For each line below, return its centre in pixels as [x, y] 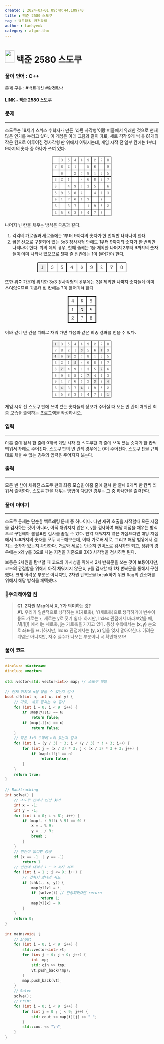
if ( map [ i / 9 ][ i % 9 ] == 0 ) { [54, 821]
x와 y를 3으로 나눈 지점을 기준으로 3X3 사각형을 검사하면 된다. [77, 552]
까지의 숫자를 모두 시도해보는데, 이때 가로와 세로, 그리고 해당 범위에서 [87, 539]
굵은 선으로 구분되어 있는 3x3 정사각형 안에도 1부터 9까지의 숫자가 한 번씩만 [84, 242]
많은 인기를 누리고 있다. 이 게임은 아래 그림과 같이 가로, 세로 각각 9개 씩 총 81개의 [82, 136]
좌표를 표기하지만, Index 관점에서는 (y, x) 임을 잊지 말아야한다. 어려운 [88, 630]
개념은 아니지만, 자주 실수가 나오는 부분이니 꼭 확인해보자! [72, 636]
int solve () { [20, 795]
